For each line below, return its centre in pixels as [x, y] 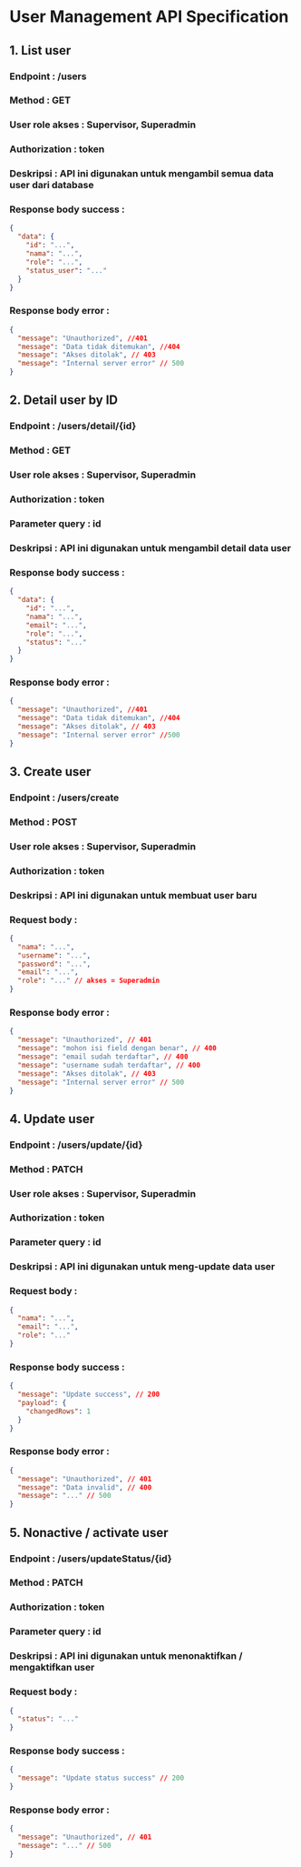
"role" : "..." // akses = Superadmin [89, 981]
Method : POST [44, 822]
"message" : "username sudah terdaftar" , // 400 [109, 1065]
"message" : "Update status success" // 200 [101, 1778]
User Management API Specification [149, 17]
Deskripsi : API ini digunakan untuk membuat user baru [133, 895]
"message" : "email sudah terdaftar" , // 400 [103, 1057]
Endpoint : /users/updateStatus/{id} [91, 1559]
